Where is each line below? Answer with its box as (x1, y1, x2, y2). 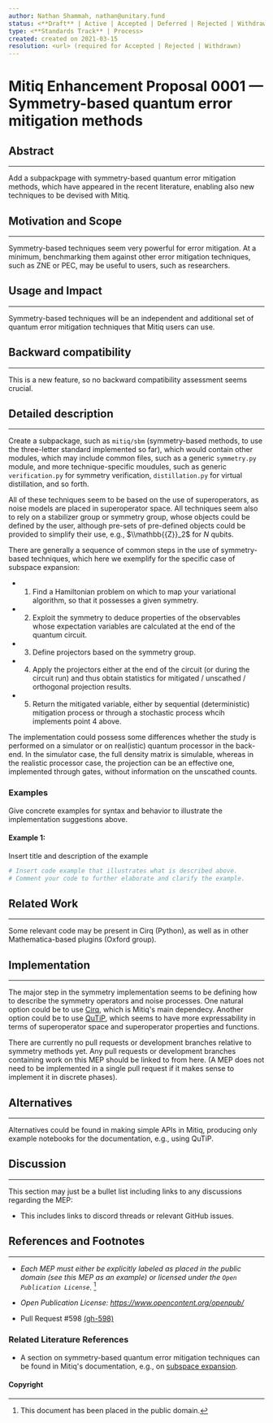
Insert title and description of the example (8, 851, 149, 860)
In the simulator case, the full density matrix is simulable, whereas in (24, 750, 254, 759)
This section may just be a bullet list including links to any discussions (8, 1186, 242, 1196)
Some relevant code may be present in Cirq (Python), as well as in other (8, 926, 249, 936)
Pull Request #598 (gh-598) (19, 1314, 115, 1324)
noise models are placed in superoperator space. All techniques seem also (8, 503, 258, 513)
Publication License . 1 (19, 1281, 97, 1292)
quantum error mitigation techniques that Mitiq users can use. (8, 322, 215, 332)
